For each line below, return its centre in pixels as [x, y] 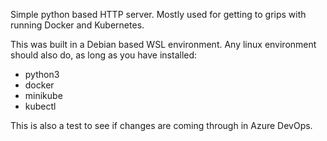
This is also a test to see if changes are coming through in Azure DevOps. [161, 125]
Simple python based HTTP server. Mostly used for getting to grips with [158, 14]
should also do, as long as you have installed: [104, 55]
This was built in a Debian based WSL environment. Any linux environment [163, 44]
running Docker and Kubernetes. [77, 25]
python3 [42, 74]
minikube [43, 95]
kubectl [40, 106]
